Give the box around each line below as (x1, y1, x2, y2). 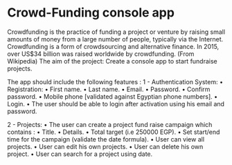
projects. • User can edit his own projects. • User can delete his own (7, 142, 204, 151)
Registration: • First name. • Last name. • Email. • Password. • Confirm (7, 85, 211, 93)
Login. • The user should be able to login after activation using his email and (7, 99, 225, 108)
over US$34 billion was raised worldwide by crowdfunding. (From (7, 50, 195, 58)
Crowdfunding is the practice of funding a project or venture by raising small (7, 28, 226, 36)
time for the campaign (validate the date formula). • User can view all (7, 135, 205, 143)
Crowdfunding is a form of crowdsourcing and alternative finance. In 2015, (7, 42, 220, 50)
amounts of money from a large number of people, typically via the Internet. (7, 35, 224, 43)
